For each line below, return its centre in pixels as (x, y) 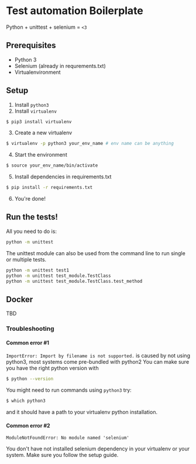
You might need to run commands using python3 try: (69, 390)
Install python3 (32, 104)
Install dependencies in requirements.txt (63, 177)
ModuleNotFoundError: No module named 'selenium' (68, 438)
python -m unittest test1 (37, 270)
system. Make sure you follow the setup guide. (62, 455)
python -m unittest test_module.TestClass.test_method (74, 281)
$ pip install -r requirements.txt (49, 188)
